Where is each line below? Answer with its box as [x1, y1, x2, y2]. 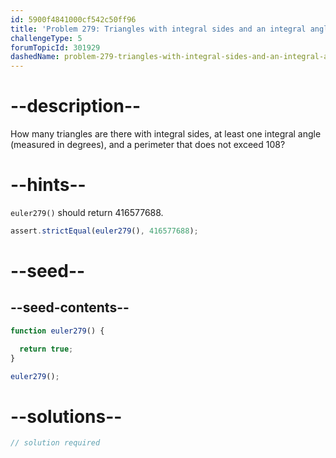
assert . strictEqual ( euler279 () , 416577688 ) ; [10, 226, 199, 236]
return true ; [19, 344, 74, 354]
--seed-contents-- [10, 299, 130, 316]
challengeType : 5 [10, 33, 83, 43]
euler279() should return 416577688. [10, 207, 164, 218]
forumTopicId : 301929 [10, 42, 101, 53]
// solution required [10, 438, 101, 448]
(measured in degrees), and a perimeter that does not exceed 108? [10, 139, 286, 151]
